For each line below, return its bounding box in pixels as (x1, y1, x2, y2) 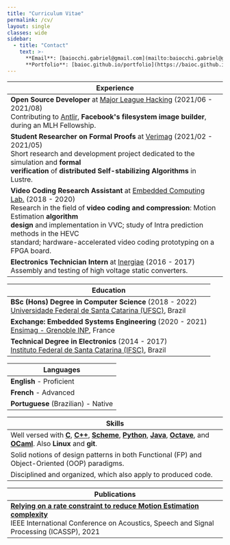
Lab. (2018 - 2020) (10, 194, 75, 203)
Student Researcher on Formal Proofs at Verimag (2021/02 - (10, 131, 213, 141)
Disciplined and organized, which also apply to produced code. (10, 469, 214, 479)
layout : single (7, 23, 51, 30)
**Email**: (25, 55, 57, 62)
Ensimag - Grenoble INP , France (10, 325, 115, 335)
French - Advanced (10, 388, 75, 397)
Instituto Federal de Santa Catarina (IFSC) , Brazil (10, 345, 166, 355)
